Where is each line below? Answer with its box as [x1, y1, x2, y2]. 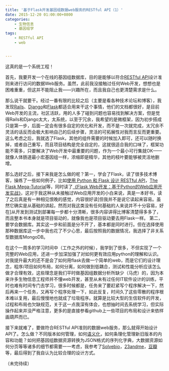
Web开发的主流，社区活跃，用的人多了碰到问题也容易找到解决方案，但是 [5, 110, 156, 116]
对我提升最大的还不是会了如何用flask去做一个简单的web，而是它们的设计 [5, 257, 156, 263]
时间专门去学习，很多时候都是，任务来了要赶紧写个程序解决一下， [22, 282, 159, 288]
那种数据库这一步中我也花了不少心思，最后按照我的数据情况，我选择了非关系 [5, 228, 164, 234]
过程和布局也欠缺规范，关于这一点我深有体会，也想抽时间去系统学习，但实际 [5, 301, 164, 307]
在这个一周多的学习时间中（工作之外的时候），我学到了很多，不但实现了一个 [5, 245, 162, 251]
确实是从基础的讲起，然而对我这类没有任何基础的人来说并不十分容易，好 [14, 202, 164, 208]
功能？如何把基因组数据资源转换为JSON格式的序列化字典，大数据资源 [14, 337, 158, 343]
